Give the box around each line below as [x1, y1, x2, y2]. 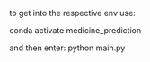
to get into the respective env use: [9, 8, 137, 18]
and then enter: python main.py [9, 42, 126, 53]
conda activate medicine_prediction [9, 25, 142, 35]
